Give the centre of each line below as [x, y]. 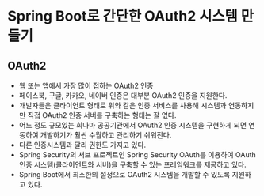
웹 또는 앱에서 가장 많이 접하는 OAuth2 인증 [86, 85]
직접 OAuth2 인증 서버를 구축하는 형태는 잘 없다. [102, 115]
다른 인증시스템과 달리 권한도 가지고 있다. [82, 145]
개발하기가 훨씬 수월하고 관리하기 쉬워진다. [106, 135]
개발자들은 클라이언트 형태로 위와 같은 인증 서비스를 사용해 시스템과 [122, 105]
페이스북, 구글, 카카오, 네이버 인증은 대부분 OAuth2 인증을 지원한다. [123, 95]
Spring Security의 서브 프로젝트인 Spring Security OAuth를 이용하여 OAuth [138, 155]
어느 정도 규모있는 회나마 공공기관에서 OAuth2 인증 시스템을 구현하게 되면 [133, 125]
